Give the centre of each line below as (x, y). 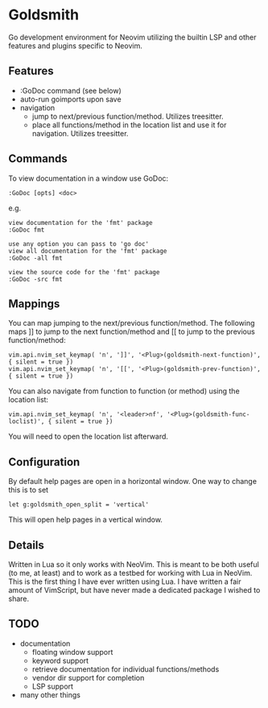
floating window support (72, 652)
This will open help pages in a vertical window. (86, 520)
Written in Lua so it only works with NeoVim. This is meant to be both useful (134, 564)
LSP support (53, 686)
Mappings (34, 304)
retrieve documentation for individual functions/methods (126, 669)
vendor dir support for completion (88, 677)
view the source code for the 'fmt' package (84, 272)
